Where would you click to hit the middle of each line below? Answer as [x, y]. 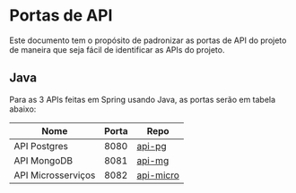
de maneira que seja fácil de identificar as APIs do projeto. [117, 49]
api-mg [153, 160]
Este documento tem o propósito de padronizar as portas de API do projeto [148, 40]
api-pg [152, 146]
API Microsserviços [55, 175]
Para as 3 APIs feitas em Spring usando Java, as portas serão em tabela [143, 99]
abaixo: [23, 109]
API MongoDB [44, 160]
